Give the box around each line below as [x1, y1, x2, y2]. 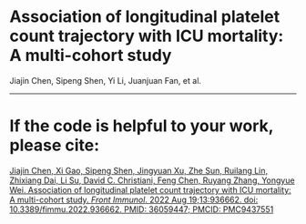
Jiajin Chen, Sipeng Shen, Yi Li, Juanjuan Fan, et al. [9, 75, 202, 86]
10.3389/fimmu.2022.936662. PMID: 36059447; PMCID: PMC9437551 [9, 203, 274, 215]
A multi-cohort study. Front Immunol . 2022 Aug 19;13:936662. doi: [9, 194, 259, 205]
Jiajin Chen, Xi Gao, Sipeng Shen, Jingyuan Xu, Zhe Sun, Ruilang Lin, [9, 165, 269, 176]
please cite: [9, 135, 100, 156]
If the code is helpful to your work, [9, 116, 274, 137]
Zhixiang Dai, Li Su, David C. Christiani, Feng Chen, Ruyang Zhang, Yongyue [9, 175, 295, 186]
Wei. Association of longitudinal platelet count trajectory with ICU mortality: [9, 184, 291, 195]
